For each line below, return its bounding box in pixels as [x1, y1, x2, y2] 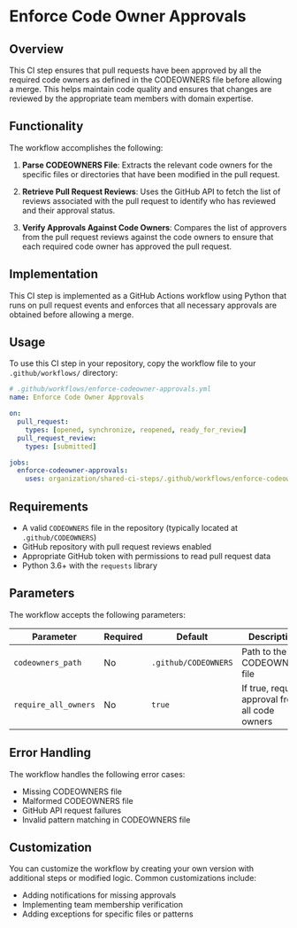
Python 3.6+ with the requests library [21, 560, 157, 571]
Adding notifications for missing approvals [21, 890, 177, 901]
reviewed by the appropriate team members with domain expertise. [9, 93, 254, 104]
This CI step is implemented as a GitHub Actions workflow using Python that [9, 290, 287, 300]
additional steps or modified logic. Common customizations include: [9, 873, 256, 884]
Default [176, 630, 209, 643]
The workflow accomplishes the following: [9, 142, 164, 152]
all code [241, 704, 275, 716]
